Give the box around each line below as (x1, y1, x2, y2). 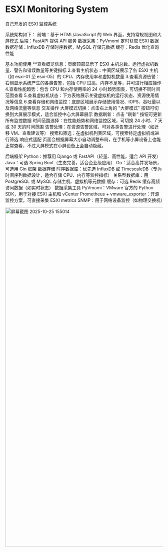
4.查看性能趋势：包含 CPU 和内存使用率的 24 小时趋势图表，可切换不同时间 (5, 86, 160, 92)
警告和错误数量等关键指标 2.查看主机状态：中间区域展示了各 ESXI (13, 67, 148, 73)
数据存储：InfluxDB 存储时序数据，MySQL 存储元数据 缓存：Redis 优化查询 (5, 44, 159, 50)
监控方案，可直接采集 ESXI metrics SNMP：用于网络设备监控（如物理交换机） (5, 197, 165, 203)
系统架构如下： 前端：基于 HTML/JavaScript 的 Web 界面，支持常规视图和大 (5, 31, 161, 37)
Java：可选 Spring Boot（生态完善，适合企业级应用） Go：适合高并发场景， (5, 159, 161, 165)
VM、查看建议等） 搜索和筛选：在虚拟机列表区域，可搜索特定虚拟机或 (10, 130, 155, 136)
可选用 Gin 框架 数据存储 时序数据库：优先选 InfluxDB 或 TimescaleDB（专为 (5, 166, 162, 172)
